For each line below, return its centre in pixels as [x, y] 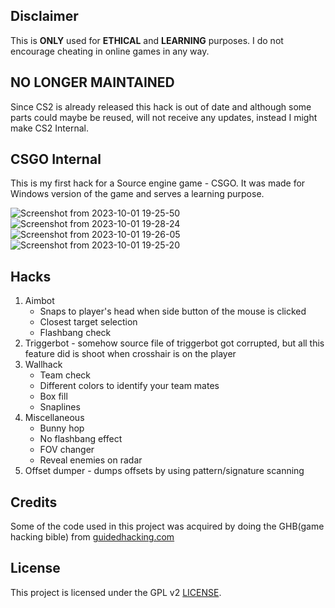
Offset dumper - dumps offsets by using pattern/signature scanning [164, 471]
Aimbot [39, 301]
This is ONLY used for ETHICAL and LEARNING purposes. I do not [147, 40]
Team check [65, 375]
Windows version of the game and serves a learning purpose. [137, 194]
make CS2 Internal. [49, 128]
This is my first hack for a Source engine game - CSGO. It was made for [158, 183]
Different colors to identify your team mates [129, 386]
